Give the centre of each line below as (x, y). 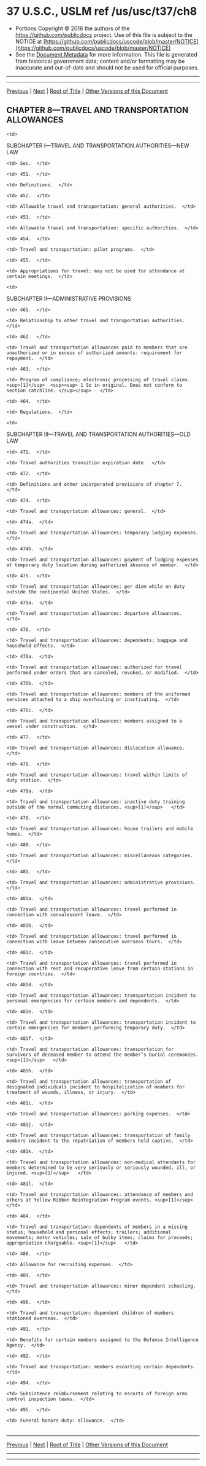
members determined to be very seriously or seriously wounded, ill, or (101, 1167)
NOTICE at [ (30, 41)
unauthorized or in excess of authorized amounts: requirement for (94, 353)
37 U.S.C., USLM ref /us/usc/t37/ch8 (102, 11)
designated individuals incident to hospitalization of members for (96, 1087)
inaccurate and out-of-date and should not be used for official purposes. (107, 67)
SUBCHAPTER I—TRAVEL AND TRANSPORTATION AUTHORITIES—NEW (98, 145)
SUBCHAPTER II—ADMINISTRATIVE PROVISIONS (69, 298)
